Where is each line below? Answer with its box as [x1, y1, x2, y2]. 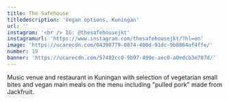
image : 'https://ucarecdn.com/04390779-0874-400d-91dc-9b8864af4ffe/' [7, 42, 213, 48]
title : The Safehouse [7, 10, 69, 17]
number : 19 [7, 48, 38, 55]
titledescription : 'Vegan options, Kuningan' [7, 16, 139, 23]
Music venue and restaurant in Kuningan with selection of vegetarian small [7, 73, 218, 81]
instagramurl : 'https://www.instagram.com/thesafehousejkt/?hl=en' [7, 35, 204, 42]
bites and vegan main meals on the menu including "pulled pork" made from [7, 80, 223, 89]
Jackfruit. [7, 87, 34, 96]
